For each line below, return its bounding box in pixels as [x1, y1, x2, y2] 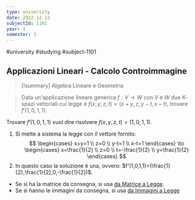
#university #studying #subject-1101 [6, 48, 97, 55]
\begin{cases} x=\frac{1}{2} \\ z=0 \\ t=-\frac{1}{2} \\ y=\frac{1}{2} [24, 146, 190, 153]
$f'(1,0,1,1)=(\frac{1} [121, 162, 171, 169]
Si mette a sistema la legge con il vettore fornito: [15, 130, 137, 137]
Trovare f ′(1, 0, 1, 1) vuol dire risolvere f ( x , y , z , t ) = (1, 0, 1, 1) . [6, 118, 152, 125]
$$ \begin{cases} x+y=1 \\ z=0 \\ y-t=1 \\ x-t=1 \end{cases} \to [29, 139, 184, 147]
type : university [6, 9, 50, 15]
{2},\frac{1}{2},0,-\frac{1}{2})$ [15, 168, 92, 176]
